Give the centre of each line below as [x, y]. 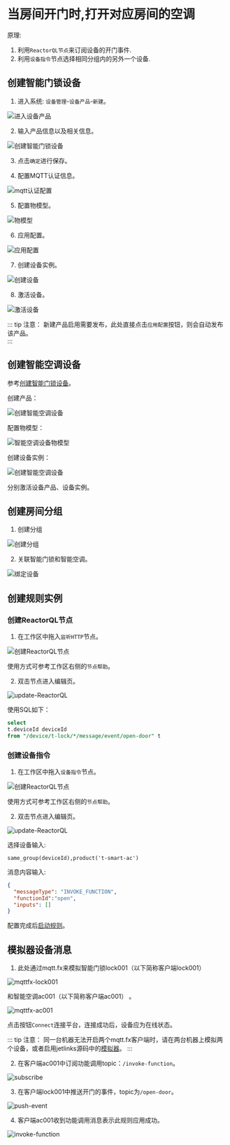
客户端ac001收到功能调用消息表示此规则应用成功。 [91, 1120]
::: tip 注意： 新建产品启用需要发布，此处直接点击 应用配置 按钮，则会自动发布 [115, 324]
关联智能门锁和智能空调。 [54, 559]
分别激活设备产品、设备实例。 [50, 487]
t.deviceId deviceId [37, 729]
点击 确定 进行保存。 [44, 160]
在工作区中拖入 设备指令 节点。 [58, 772]
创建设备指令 [29, 755]
